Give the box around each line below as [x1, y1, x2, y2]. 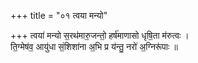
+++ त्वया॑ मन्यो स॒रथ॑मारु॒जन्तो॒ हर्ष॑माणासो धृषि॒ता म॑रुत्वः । [10, 30, 190, 41]
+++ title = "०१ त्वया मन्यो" [10, 10, 108, 21]
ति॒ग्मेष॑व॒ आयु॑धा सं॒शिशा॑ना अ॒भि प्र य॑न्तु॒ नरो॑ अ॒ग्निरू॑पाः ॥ [10, 41, 178, 52]
